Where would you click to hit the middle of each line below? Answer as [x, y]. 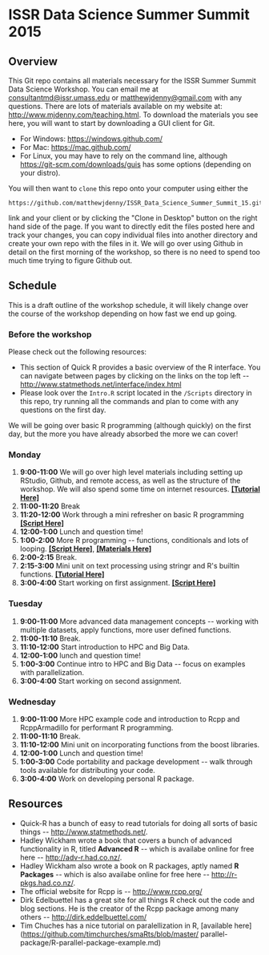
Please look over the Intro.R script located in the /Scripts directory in [136, 393]
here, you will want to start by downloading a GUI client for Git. [112, 123]
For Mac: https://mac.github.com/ [75, 147]
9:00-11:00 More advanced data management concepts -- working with [139, 621]
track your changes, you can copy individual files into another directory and [133, 235]
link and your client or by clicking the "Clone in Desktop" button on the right [133, 218]
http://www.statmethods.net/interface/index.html [100, 384]
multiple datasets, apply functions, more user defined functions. [126, 629]
